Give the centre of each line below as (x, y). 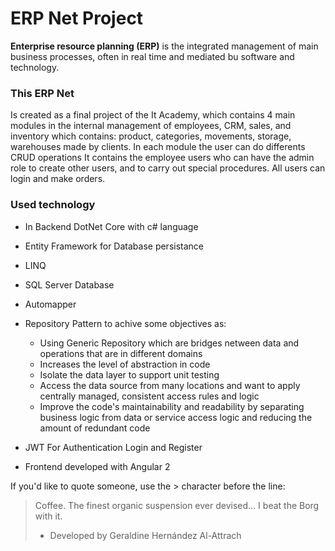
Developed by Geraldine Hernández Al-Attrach (145, 535)
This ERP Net (42, 93)
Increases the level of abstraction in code (125, 364)
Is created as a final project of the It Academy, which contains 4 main (153, 115)
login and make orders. (58, 179)
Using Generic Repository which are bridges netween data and (169, 343)
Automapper (50, 304)
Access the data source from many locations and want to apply (170, 385)
